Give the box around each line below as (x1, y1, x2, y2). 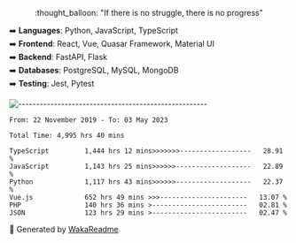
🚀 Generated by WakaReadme (9, 224, 119, 234)
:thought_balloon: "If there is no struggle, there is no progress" (35, 8, 263, 18)
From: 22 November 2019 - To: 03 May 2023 (9, 116, 168, 125)
